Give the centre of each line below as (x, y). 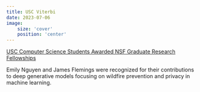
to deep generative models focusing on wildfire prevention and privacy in (98, 76)
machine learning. (29, 83)
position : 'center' (42, 34)
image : (15, 23)
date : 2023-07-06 (28, 18)
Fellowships (21, 58)
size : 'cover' (35, 29)
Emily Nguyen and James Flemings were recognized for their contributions (100, 70)
